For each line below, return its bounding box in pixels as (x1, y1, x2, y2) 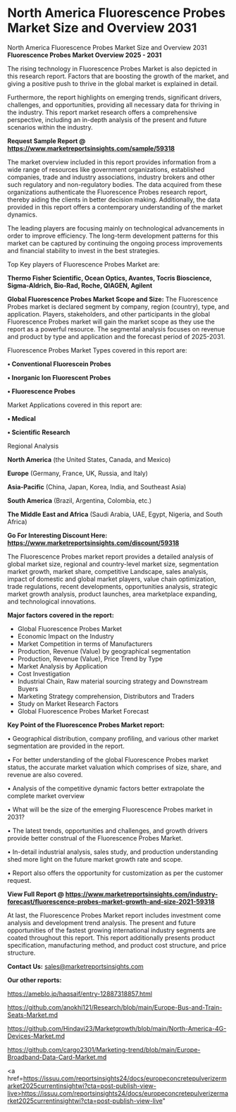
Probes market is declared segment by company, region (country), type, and (7, 302, 230, 311)
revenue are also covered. (7, 770, 83, 778)
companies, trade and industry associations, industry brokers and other (7, 173, 215, 181)
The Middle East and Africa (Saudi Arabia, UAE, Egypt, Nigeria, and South (7, 510, 223, 518)
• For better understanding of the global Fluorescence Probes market (7, 755, 209, 764)
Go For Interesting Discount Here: (7, 531, 108, 539)
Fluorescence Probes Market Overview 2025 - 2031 (7, 51, 162, 59)
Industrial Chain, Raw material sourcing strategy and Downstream (17, 677, 208, 685)
